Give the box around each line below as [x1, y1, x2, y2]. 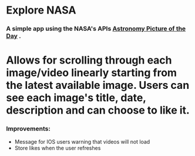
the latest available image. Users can [6, 79, 190, 92]
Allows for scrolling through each [6, 54, 172, 67]
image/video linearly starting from [6, 66, 177, 79]
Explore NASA [6, 4, 76, 17]
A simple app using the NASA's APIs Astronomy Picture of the [6, 25, 186, 33]
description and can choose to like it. [6, 104, 190, 117]
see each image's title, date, [6, 91, 146, 105]
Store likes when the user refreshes [14, 144, 101, 151]
